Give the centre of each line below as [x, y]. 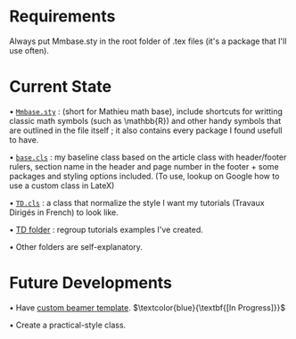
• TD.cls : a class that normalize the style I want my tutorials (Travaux [137, 203]
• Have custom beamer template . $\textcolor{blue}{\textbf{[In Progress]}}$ [148, 307]
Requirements [62, 17]
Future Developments [90, 283]
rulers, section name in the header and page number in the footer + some [144, 166]
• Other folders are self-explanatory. [76, 246]
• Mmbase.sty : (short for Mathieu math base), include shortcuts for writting [146, 111]
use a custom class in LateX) [62, 186]
